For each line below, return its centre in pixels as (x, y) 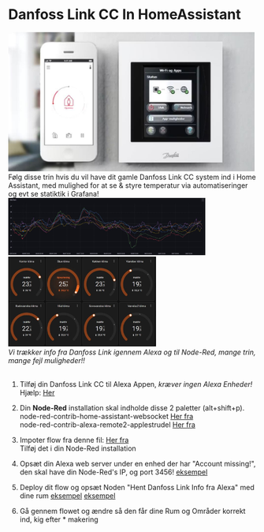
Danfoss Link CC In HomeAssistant (125, 15)
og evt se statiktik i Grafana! (54, 194)
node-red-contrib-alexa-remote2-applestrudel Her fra (107, 425)
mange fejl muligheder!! (46, 360)
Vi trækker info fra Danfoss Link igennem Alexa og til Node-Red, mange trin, (132, 352)
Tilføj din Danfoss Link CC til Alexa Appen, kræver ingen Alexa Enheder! (136, 384)
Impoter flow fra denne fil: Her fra (74, 440)
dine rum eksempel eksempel (67, 496)
